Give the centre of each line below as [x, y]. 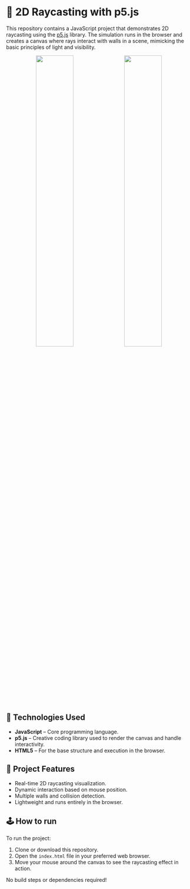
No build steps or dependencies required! [56, 880]
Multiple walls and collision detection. [60, 796]
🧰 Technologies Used [46, 718]
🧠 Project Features [41, 769]
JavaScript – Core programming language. [66, 732]
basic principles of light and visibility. [51, 47]
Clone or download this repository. [56, 850]
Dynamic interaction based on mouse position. [71, 789]
